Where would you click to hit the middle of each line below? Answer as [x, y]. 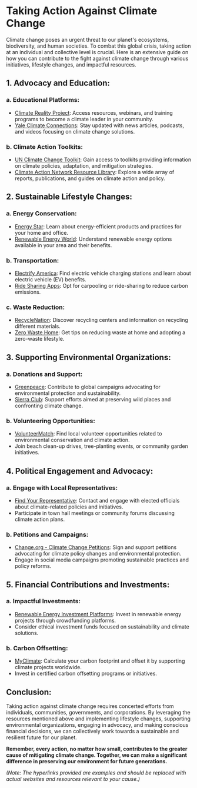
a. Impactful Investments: [44, 601]
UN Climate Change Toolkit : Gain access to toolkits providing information [103, 159]
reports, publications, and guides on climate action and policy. [90, 178]
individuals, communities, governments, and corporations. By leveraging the [98, 712]
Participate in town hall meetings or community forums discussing [95, 513]
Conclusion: [29, 692]
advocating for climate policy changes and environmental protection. [98, 554]
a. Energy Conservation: [41, 214]
